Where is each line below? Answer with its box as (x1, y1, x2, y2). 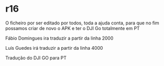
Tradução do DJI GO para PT (5, 54, 67, 61)
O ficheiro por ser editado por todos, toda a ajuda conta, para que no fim (5, 20, 159, 26)
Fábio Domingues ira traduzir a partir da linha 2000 (5, 35, 114, 41)
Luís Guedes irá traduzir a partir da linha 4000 (5, 45, 103, 51)
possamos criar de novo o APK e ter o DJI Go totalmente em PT (5, 25, 140, 31)
